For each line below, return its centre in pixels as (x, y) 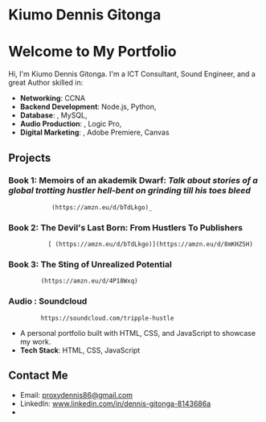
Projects (30, 157)
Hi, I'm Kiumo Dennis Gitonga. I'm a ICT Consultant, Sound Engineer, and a (132, 74)
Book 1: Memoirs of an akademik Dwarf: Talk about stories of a (133, 180)
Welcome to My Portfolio (92, 52)
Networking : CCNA (53, 98)
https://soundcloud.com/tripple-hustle (107, 318)
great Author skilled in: (46, 83)
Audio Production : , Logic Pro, (71, 124)
